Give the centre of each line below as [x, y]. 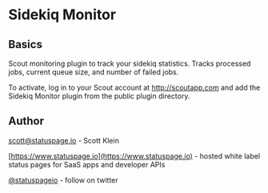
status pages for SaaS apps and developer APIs [87, 164]
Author [26, 121]
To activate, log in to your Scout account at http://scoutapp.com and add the [134, 87]
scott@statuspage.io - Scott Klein [64, 140]
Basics [25, 44]
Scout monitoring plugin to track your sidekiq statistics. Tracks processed [130, 63]
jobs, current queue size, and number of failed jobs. [94, 72]
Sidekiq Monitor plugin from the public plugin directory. [99, 96]
